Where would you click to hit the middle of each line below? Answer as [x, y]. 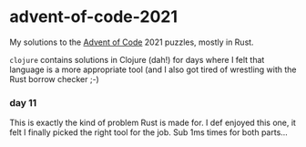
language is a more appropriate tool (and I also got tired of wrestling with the [153, 69]
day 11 [23, 102]
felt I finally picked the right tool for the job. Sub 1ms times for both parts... [149, 132]
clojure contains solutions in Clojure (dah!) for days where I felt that [137, 59]
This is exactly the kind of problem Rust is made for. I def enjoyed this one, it [153, 123]
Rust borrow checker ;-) [55, 79]
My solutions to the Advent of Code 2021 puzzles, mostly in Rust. [132, 42]
